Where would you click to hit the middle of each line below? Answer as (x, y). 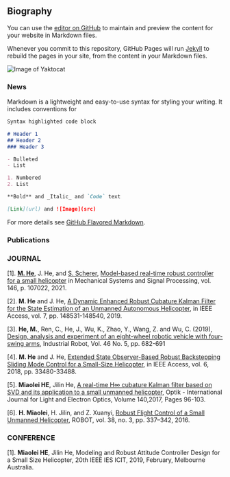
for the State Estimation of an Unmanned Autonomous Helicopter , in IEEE (110, 309)
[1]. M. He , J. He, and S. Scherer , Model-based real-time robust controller (111, 273)
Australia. (21, 467)
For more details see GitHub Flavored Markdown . (76, 222)
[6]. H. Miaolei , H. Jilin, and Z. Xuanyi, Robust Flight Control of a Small (106, 413)
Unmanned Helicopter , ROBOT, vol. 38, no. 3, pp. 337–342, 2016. (99, 420)
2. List (18, 185)
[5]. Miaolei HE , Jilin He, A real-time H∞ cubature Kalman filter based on (110, 385)
